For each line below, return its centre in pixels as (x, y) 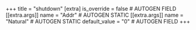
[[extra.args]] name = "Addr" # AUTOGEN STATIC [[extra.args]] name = (95, 15)
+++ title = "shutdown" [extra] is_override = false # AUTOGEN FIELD (91, 9)
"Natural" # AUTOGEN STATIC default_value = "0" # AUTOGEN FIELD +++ (98, 21)
